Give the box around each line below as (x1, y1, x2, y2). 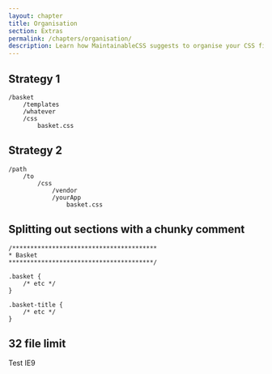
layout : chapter (8, 11, 63, 20)
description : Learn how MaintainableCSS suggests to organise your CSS (8, 42, 255, 50)
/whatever (23, 107, 57, 116)
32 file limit (8, 337, 66, 351)
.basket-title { (8, 300, 63, 308)
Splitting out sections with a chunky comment (8, 223, 245, 236)
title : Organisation (8, 19, 79, 28)
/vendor (51, 186, 79, 194)
